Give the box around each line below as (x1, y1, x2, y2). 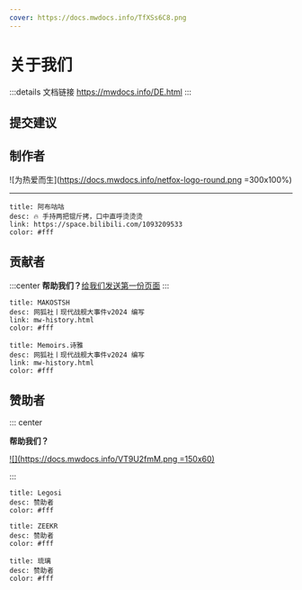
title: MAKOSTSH (9, 298, 70, 307)
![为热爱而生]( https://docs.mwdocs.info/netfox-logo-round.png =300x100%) (9, 174, 292, 185)
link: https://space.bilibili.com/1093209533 (9, 220, 182, 229)
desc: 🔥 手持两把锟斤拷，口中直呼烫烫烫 (9, 212, 144, 221)
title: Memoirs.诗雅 (9, 340, 84, 349)
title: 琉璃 (9, 557, 51, 566)
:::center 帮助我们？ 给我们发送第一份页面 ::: (9, 280, 170, 291)
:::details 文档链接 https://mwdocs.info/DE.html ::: (9, 86, 191, 97)
